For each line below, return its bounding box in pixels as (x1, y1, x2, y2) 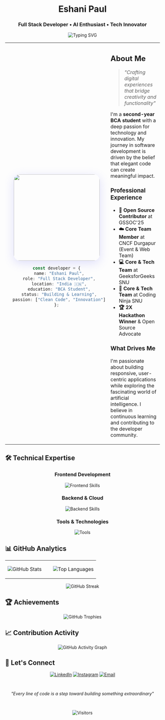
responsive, (110, 370, 137, 377)
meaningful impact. (110, 172, 155, 179)
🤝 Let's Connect (5, 658, 55, 667)
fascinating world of (110, 388, 157, 395)
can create (110, 166, 136, 173)
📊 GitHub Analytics (5, 544, 67, 553)
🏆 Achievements (5, 598, 59, 606)
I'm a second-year (110, 111, 155, 117)
